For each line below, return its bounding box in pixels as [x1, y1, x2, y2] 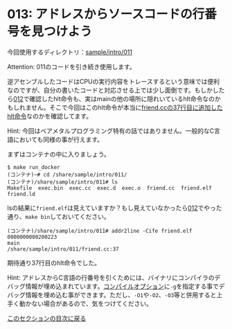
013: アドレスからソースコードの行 [7, 6, 205, 22]
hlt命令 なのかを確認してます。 [7, 112, 92, 120]
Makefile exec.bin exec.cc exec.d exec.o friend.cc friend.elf [7, 184, 213, 191]
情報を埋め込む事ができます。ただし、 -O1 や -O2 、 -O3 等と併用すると [25, 290, 217, 299]
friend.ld [7, 190, 36, 197]
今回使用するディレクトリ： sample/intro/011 [7, 48, 133, 56]
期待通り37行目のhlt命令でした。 [7, 258, 101, 267]
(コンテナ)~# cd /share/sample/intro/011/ [7, 171, 127, 178]
